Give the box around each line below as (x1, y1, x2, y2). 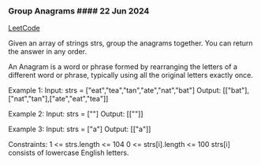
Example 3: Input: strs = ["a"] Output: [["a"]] (8, 124, 151, 134)
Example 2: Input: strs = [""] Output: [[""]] (8, 109, 144, 119)
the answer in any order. (8, 47, 87, 57)
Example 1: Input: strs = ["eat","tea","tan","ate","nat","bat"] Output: (8, 86, 222, 95)
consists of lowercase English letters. (8, 148, 129, 158)
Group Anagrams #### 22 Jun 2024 (8, 5, 150, 16)
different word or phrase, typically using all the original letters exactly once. (8, 71, 254, 80)
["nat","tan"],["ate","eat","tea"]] (8, 94, 109, 104)
